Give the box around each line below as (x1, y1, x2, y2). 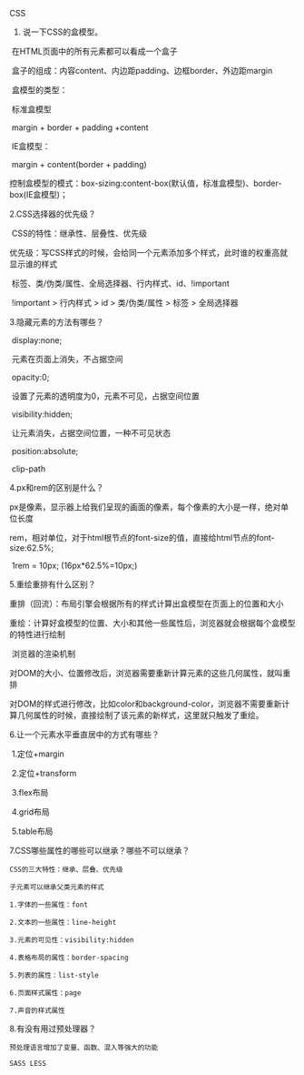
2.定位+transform (11, 768, 77, 778)
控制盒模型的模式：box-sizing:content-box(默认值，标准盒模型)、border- (9, 177, 282, 188)
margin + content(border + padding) (11, 159, 147, 169)
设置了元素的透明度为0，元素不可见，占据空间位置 (11, 390, 200, 401)
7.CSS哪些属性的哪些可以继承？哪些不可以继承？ (9, 846, 191, 856)
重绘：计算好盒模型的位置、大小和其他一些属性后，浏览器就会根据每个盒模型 (9, 618, 296, 628)
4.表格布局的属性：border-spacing (9, 953, 129, 962)
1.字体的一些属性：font (9, 900, 89, 909)
